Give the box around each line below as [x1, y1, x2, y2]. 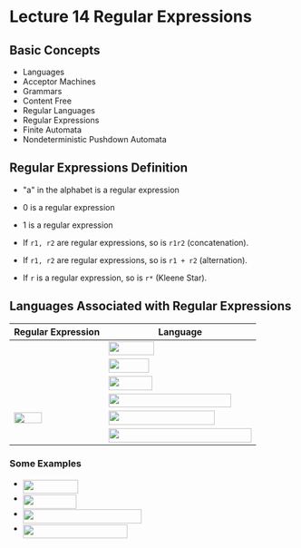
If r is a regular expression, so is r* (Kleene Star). [22, 272, 208, 283]
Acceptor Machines [22, 76, 97, 87]
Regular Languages [22, 105, 95, 115]
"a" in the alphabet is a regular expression [22, 184, 180, 195]
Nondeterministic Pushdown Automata [22, 134, 168, 144]
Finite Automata [22, 124, 83, 135]
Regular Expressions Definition [9, 161, 189, 176]
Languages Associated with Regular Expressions [9, 298, 292, 314]
